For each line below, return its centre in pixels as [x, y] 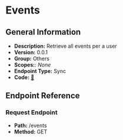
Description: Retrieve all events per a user [65, 46]
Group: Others [31, 59]
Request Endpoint [31, 112]
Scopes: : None [32, 65]
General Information [43, 32]
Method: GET [31, 131]
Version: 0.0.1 [31, 52]
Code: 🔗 [24, 77]
